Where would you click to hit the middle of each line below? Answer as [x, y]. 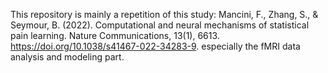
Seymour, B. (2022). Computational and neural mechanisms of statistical [160, 25]
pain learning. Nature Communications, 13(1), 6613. [115, 35]
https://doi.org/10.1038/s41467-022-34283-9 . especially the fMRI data [155, 46]
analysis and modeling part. [67, 57]
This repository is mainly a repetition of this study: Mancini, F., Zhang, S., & [164, 14]
